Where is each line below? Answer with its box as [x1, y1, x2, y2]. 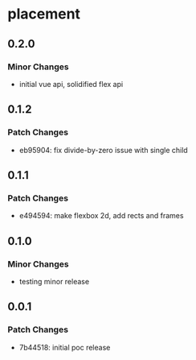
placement [7, 5, 81, 23]
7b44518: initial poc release [18, 342, 111, 352]
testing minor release [18, 276, 90, 286]
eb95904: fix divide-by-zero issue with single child [18, 145, 188, 155]
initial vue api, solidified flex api [18, 79, 124, 89]
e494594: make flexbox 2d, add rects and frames [18, 211, 184, 221]
